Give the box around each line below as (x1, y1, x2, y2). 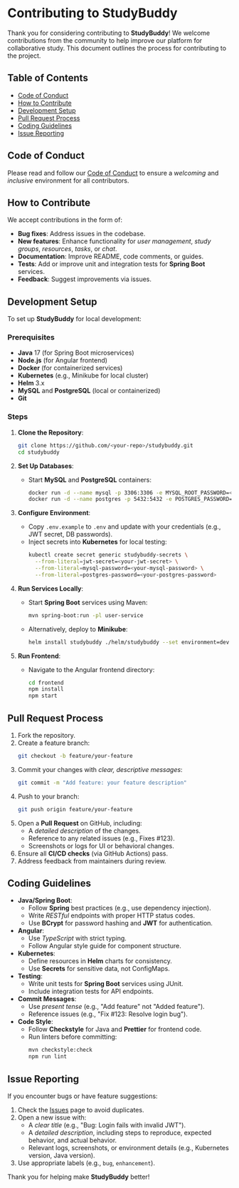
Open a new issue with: (17, 1113, 87, 1122)
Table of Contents (7, 72, 89, 84)
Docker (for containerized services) (17, 364, 123, 372)
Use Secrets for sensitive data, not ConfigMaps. (28, 965, 171, 973)
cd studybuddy (17, 448, 60, 456)
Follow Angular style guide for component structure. (28, 942, 181, 950)
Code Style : (17, 1017, 53, 1026)
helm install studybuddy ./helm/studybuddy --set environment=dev (28, 639, 230, 646)
